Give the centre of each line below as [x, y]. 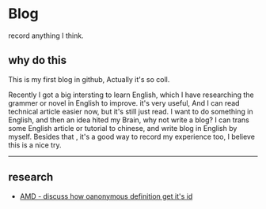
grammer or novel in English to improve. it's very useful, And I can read [124, 103]
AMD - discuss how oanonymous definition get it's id [106, 196]
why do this [38, 60]
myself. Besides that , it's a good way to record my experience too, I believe [132, 136]
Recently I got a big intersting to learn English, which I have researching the [131, 95]
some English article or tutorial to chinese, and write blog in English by [123, 128]
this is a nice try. [35, 145]
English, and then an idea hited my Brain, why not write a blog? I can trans [129, 120]
